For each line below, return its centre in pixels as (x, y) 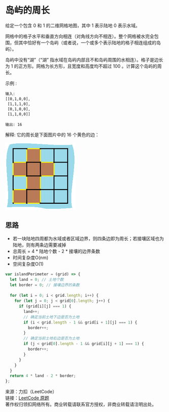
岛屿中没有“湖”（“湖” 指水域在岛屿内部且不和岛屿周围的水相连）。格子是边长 (84, 59)
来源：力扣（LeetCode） (31, 392)
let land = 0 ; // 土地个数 (37, 279)
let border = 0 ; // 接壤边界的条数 (45, 285)
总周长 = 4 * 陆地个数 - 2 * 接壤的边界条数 (56, 251)
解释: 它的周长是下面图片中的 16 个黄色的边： (53, 135)
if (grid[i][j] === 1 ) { (45, 306)
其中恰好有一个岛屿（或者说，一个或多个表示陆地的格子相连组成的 (87, 42)
